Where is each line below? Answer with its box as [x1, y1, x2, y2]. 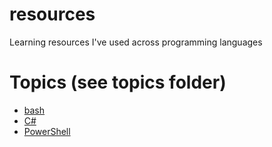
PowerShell [23, 125, 71, 137]
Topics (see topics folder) [9, 71, 227, 94]
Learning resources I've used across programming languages [9, 36, 263, 48]
